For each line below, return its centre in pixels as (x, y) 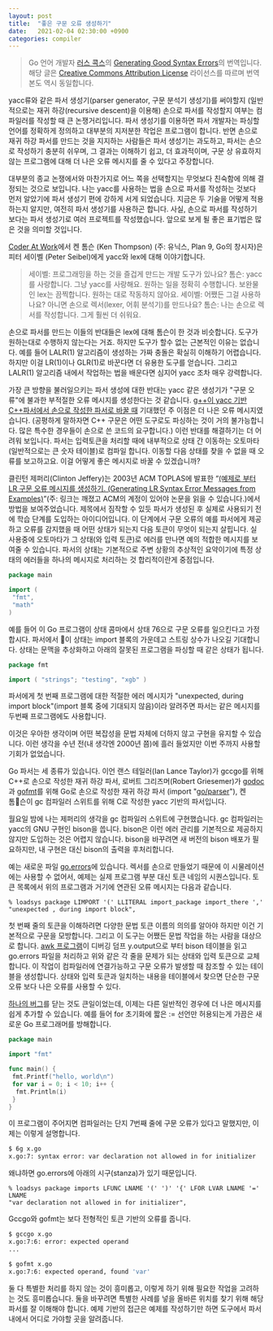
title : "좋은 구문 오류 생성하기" (60, 24)
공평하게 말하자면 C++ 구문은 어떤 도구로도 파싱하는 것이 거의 (132, 420)
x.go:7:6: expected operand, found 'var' (80, 1272)
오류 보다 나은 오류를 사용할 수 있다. (65, 987)
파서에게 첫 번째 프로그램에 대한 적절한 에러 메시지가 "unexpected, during (126, 696)
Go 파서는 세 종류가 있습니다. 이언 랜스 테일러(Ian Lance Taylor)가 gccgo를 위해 (136, 771)
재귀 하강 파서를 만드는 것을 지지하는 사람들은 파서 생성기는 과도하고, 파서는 (128, 141)
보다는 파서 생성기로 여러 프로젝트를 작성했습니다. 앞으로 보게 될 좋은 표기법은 (131, 220)
